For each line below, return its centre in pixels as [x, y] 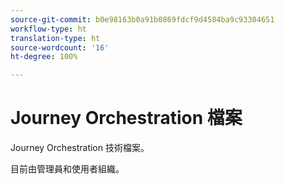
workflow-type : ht [48, 29]
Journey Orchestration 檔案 [126, 118]
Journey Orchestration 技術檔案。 [80, 148]
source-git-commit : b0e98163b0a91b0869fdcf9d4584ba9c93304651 [142, 19]
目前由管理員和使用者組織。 [67, 169]
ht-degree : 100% [44, 57]
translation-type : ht [55, 38]
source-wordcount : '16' [60, 47]
